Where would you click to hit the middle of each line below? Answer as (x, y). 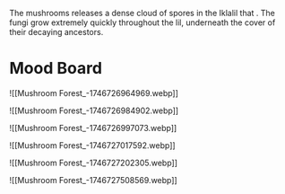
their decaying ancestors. (56, 32)
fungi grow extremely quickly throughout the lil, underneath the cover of (142, 22)
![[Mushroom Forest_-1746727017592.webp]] (93, 145)
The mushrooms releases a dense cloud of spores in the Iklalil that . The (142, 13)
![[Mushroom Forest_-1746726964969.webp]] (94, 93)
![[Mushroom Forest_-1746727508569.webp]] (93, 180)
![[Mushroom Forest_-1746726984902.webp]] (94, 110)
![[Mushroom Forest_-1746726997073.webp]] (93, 128)
